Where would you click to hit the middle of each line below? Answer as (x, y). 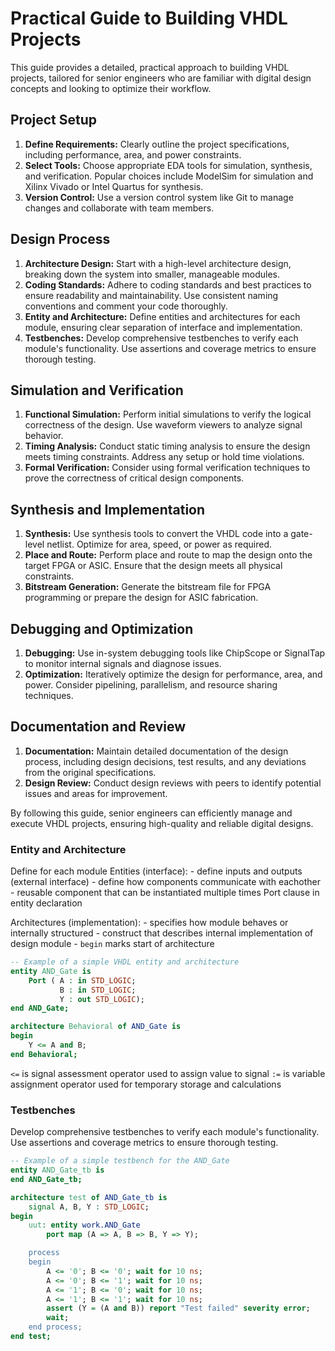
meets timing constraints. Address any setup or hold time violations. (164, 457)
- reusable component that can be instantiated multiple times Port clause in (165, 893)
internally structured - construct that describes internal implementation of (162, 933)
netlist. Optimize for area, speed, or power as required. (159, 544)
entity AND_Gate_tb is (57, 1170)
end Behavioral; (44, 1054)
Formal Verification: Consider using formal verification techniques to (167, 468)
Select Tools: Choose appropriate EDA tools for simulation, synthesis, (168, 165)
